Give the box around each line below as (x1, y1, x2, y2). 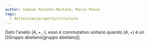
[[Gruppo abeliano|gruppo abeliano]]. (5, 34, 81, 40)
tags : (5, 12, 16, 16)
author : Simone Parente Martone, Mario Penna (5, 7, 100, 12)
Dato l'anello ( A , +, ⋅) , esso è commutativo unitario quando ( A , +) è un (5, 30, 145, 35)
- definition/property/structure (9, 16, 78, 21)
